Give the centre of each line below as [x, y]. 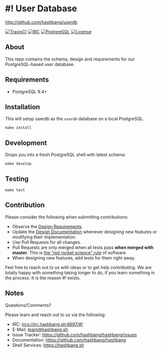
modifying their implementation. [44, 237]
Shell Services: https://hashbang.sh [48, 345]
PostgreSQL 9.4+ [30, 91]
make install [18, 128]
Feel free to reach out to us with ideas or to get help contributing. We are [78, 267]
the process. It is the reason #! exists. [43, 278]
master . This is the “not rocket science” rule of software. [69, 252]
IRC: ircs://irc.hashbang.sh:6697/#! [47, 324]
